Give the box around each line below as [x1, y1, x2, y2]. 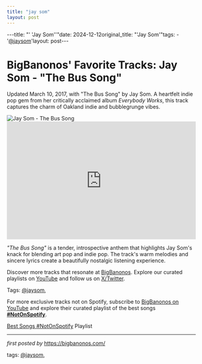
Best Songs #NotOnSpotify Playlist [7, 323, 92, 330]
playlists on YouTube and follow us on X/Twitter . [7, 275, 125, 282]
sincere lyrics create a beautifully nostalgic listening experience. [7, 257, 166, 264]
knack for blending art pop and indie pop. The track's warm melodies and [7, 251, 188, 258]
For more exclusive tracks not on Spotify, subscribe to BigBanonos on [7, 298, 179, 305]
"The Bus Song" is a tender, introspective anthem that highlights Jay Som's [7, 244, 192, 251]
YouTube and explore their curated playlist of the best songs [7, 305, 156, 312]
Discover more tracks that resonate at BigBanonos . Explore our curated [7, 269, 183, 276]
